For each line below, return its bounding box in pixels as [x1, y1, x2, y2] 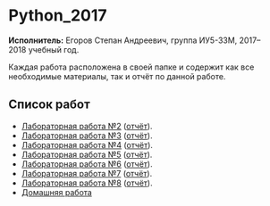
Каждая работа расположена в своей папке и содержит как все [8, 62, 255, 72]
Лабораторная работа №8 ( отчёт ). [21, 177, 153, 188]
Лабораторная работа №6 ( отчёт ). [21, 158, 153, 169]
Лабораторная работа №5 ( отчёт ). [21, 149, 153, 160]
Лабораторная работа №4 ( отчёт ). [21, 139, 154, 150]
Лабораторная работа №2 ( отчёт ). [21, 120, 153, 131]
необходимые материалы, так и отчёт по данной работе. [8, 70, 226, 81]
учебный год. [28, 44, 80, 54]
